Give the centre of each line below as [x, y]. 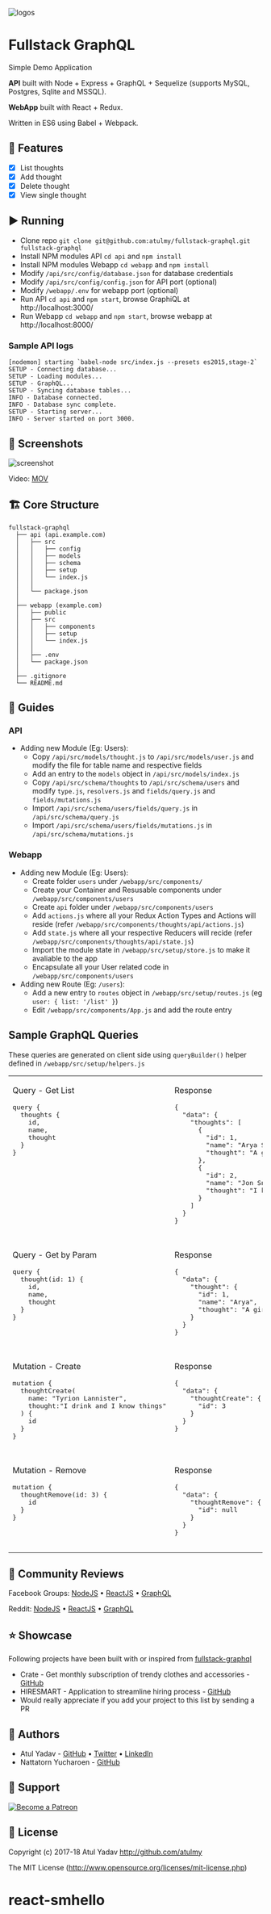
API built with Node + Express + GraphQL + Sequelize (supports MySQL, [129, 83]
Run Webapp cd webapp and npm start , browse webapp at [116, 316]
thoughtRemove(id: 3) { [63, 1495]
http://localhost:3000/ [56, 308]
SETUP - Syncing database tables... [70, 391]
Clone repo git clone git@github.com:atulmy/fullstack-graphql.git [135, 240]
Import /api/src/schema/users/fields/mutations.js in [122, 825]
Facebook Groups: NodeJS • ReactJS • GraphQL [90, 1594]
